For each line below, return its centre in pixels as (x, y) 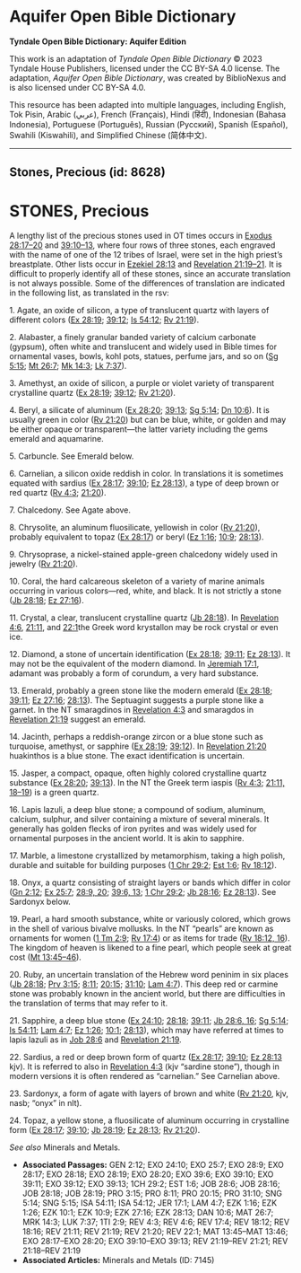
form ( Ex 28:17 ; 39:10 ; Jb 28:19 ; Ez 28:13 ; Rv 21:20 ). (105, 1130)
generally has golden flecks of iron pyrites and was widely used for (133, 829)
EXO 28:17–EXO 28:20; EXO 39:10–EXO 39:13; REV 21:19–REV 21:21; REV (155, 1242)
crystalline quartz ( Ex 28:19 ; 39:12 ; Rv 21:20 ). (93, 393)
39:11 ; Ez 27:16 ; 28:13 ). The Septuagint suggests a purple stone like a (137, 700)
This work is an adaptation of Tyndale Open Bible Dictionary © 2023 (136, 58)
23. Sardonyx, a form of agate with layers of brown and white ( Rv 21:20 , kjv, (149, 1093)
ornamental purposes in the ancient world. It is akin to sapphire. (127, 838)
